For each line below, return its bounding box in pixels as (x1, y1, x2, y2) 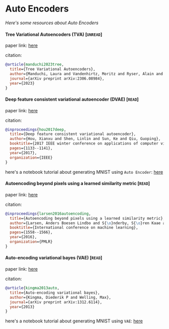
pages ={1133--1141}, (10, 146, 53, 151)
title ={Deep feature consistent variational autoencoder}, (10, 131, 136, 137)
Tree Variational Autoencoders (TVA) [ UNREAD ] (5, 31, 102, 37)
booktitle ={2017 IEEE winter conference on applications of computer (10, 141, 158, 146)
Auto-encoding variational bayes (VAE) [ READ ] (5, 255, 103, 261)
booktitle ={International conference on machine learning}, (10, 225, 138, 230)
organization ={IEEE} (10, 155, 53, 160)
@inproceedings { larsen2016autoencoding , (5, 211, 92, 216)
